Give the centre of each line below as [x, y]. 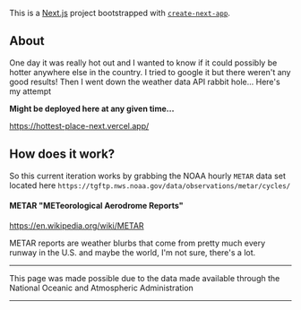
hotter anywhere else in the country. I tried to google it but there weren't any [150, 72]
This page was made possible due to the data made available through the [145, 278]
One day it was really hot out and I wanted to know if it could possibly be [143, 63]
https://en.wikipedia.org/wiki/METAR [77, 225]
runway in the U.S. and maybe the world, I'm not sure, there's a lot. [133, 252]
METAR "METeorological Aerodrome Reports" [96, 206]
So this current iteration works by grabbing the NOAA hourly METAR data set [148, 176]
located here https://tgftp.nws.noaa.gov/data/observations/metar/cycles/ [150, 185]
